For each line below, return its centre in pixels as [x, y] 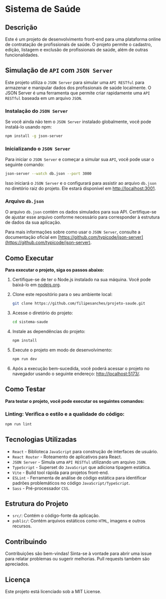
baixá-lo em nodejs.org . [37, 285]
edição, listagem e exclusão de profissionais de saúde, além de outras [77, 50]
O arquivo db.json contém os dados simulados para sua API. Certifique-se [81, 212]
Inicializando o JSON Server [38, 148]
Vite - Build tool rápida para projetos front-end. [61, 472]
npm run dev [24, 359]
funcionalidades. [22, 55]
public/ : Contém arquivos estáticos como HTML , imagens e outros [79, 521]
